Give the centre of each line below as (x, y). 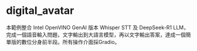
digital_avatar (40, 11)
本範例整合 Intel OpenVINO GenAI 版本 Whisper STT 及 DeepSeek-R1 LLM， (98, 27)
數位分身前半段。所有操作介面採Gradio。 (71, 42)
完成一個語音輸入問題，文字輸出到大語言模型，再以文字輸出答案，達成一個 (96, 34)
